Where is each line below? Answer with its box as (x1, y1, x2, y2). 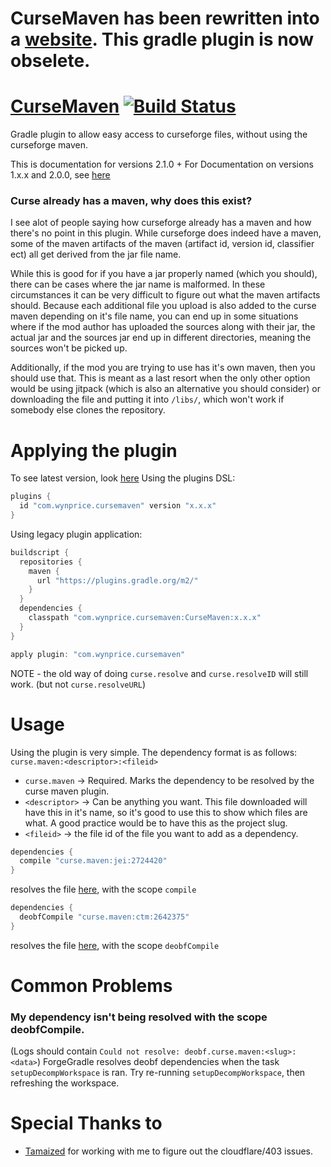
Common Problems (10, 974, 173, 997)
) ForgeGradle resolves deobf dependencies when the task (36, 1056, 280, 1068)
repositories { (19, 557, 83, 567)
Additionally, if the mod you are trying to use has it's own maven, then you (10, 362, 316, 374)
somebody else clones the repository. (10, 404, 166, 416)
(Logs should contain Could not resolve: (10, 1045, 181, 1057)
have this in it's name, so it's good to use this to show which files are (24, 806, 308, 818)
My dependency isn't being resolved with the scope (10, 1010, 268, 1024)
